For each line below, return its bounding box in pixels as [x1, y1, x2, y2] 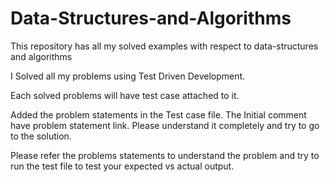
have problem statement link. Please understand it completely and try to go [10, 119, 320, 131]
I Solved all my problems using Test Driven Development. [10, 70, 246, 82]
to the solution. [10, 130, 72, 142]
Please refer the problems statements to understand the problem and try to [10, 149, 320, 161]
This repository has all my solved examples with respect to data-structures [10, 40, 319, 52]
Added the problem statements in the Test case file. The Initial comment [10, 108, 307, 121]
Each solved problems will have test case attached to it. [10, 89, 240, 101]
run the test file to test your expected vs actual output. [10, 160, 235, 172]
